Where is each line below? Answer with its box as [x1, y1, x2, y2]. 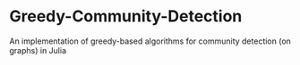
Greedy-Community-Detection [9, 6, 243, 27]
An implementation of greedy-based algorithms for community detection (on [9, 36, 291, 46]
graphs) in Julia [9, 45, 67, 55]
